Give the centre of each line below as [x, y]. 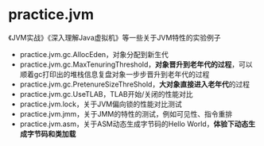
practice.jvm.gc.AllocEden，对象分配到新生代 [94, 54]
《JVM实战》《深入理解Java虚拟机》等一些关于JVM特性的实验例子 [115, 37]
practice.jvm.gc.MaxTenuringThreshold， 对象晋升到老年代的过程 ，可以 [136, 64]
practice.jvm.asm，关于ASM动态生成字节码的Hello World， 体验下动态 [134, 124]
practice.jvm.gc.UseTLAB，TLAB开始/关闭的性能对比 [106, 94]
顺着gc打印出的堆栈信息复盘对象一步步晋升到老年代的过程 [115, 74]
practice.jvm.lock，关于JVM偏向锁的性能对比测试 [101, 104]
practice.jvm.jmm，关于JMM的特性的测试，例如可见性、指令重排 [126, 113]
